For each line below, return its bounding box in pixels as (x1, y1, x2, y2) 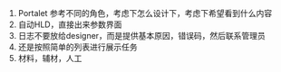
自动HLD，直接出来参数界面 (17, 19, 122, 30)
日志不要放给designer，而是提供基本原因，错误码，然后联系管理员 (17, 31, 266, 40)
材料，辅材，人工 (17, 53, 82, 63)
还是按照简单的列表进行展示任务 (17, 41, 138, 52)
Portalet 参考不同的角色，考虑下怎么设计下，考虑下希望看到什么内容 (17, 8, 273, 18)
